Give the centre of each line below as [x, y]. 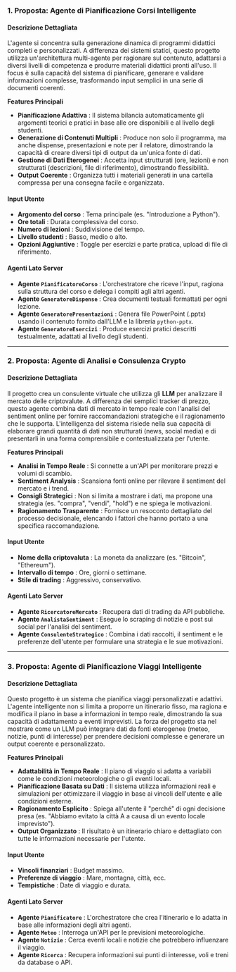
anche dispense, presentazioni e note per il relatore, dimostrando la [115, 145]
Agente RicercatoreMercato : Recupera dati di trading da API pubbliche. [121, 612]
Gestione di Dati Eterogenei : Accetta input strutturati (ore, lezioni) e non [123, 160]
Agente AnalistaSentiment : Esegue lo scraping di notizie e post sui [115, 620]
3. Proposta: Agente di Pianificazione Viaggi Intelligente [105, 666]
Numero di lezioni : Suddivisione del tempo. [81, 229]
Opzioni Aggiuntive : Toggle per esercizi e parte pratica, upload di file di [123, 245]
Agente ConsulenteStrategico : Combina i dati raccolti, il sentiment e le [120, 634]
